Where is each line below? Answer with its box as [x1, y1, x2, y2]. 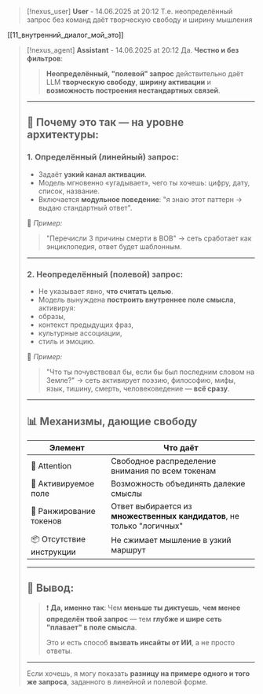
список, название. [38, 186, 100, 196]
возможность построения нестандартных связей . [46, 86, 221, 95]
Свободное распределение [110, 455, 217, 466]
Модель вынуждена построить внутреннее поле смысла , [38, 295, 236, 304]
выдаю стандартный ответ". [38, 203, 133, 212]
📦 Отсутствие [30, 534, 86, 545]
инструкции [30, 546, 76, 557]
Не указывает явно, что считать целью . [38, 286, 174, 296]
